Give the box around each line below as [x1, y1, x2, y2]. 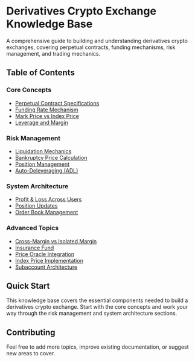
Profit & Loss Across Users [14, 196, 82, 203]
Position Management [14, 160, 70, 168]
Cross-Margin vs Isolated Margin [14, 237, 97, 245]
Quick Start [6, 280, 50, 291]
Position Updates [14, 202, 58, 209]
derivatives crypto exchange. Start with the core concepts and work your [6, 303, 188, 311]
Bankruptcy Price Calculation [14, 154, 88, 161]
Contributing [6, 327, 56, 337]
